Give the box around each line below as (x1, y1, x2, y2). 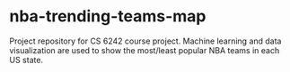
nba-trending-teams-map (9, 6, 207, 27)
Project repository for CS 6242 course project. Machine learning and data (9, 36, 282, 46)
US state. (9, 54, 43, 65)
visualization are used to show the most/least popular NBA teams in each (9, 44, 280, 55)
